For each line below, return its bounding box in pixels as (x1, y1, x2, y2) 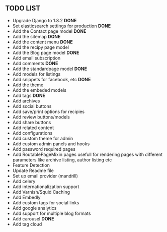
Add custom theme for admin (12, 135, 73, 141)
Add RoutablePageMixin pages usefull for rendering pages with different (12, 151, 163, 157)
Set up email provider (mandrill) (12, 172, 78, 179)
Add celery (12, 178, 36, 184)
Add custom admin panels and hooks (12, 141, 90, 147)
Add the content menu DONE (12, 39, 73, 45)
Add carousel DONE (12, 215, 54, 221)
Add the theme (12, 82, 44, 88)
